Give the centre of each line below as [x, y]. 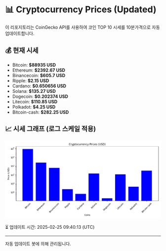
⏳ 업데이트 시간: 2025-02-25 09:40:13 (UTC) [50, 227]
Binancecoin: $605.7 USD [39, 75]
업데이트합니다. [20, 33]
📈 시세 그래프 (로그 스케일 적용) [51, 129]
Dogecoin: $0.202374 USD [40, 96]
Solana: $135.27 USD [34, 91]
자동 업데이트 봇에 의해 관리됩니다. [38, 244]
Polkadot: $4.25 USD [34, 107]
